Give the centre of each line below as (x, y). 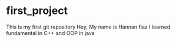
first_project (37, 11)
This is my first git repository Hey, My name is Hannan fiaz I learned (88, 27)
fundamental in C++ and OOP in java (51, 33)
